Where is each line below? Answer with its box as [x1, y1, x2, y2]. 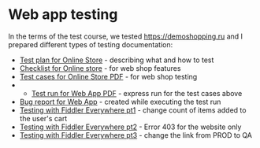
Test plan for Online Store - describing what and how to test [19, 55, 214, 65]
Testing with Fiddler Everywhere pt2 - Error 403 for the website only [19, 122, 242, 131]
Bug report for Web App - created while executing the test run [19, 97, 221, 106]
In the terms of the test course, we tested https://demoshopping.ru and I [8, 31, 243, 41]
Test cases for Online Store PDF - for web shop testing [19, 72, 198, 81]
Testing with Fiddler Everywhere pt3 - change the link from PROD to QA [19, 130, 252, 139]
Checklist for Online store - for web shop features [19, 63, 181, 72]
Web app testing [8, 6, 118, 24]
